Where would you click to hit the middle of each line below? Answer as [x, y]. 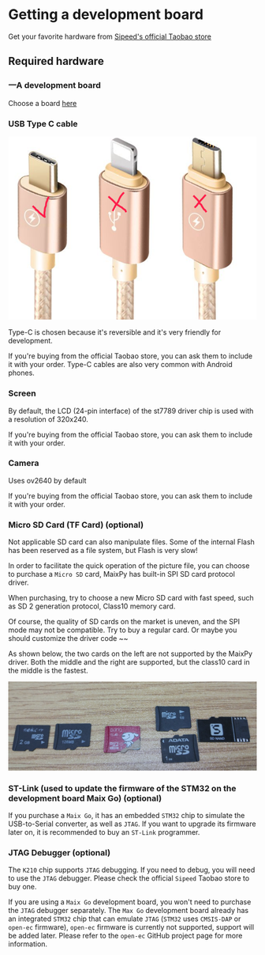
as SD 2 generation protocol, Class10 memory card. [92, 606]
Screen [22, 393]
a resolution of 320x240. [49, 419]
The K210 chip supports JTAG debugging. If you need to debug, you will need [132, 870]
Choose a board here [43, 103]
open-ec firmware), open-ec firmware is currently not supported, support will [131, 927]
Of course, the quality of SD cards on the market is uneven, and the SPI [124, 622]
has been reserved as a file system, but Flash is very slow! [103, 551]
